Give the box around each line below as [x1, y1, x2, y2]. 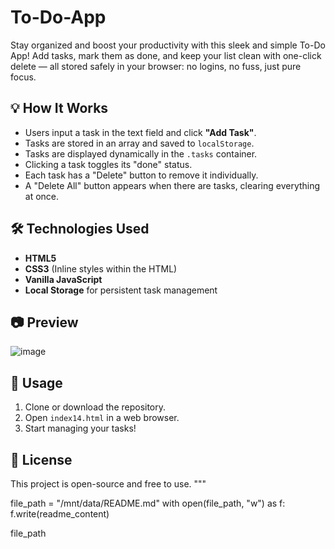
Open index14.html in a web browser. [24, 412, 180, 424]
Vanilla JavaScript [24, 273, 103, 285]
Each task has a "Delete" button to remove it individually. [24, 169, 259, 181]
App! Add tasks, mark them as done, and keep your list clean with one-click [10, 49, 322, 61]
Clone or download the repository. [24, 401, 167, 413]
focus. [10, 71, 37, 83]
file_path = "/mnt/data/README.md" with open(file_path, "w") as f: [10, 497, 286, 509]
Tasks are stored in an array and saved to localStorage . [24, 137, 255, 149]
